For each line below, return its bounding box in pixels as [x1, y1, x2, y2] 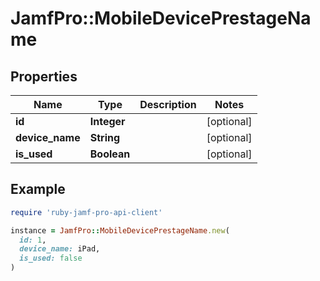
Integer [89, 115, 126, 128]
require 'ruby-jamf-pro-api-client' [10, 207, 163, 217]
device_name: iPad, [19, 244, 101, 254]
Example [10, 181, 66, 198]
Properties [10, 68, 78, 85]
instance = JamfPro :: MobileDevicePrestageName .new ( [10, 225, 230, 236]
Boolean [89, 147, 131, 161]
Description [139, 98, 197, 111]
